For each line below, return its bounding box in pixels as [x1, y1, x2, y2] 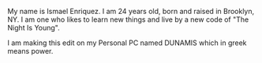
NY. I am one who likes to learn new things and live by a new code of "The [7, 15, 249, 24]
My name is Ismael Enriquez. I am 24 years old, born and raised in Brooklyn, [7, 7, 255, 16]
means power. [7, 47, 54, 55]
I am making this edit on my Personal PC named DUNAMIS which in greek [7, 38, 247, 47]
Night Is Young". [7, 23, 60, 32]
